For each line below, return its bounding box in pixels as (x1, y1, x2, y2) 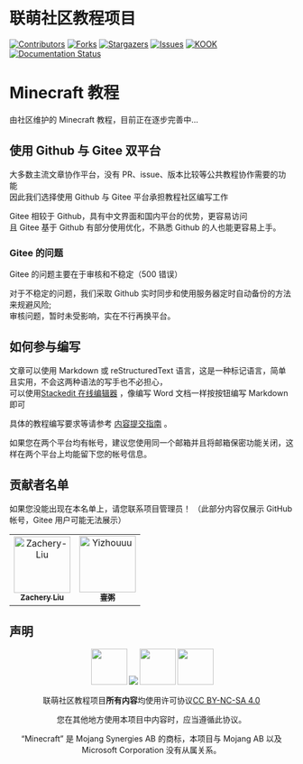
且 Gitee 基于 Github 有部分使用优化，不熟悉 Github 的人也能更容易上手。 (9, 222, 281, 233)
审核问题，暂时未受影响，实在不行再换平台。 (9, 310, 176, 321)
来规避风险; (9, 299, 52, 309)
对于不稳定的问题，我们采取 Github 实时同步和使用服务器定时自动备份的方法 (9, 288, 291, 299)
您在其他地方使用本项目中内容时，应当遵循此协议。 (57, 714, 246, 725)
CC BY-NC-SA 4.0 (192, 695, 261, 706)
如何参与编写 (9, 339, 81, 354)
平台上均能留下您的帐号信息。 (40, 448, 151, 459)
